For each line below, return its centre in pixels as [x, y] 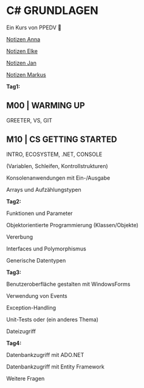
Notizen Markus [26, 74]
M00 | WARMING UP [46, 106]
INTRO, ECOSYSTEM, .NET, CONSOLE [54, 154]
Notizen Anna [23, 39]
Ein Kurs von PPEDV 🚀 [34, 27]
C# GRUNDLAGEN [52, 11]
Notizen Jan [21, 63]
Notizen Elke [22, 51]
